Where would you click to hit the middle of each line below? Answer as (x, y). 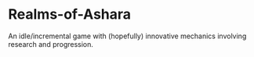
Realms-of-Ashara (70, 14)
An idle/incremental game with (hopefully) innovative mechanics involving (127, 36)
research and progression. (51, 44)
